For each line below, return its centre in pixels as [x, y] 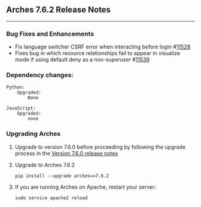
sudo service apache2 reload [51, 198]
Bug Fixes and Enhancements [50, 34]
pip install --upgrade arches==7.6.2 [62, 176]
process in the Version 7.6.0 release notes [66, 153]
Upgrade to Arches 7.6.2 [45, 165]
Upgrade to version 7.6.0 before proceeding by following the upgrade [100, 147]
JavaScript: [21, 108]
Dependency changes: [40, 75]
